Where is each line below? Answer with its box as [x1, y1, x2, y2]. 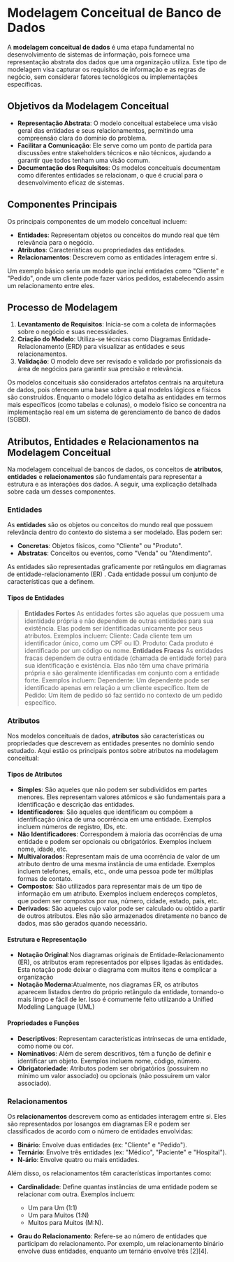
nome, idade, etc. [17, 845, 68, 854]
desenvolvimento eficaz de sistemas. [17, 178, 124, 187]
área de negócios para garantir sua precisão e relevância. [17, 365, 184, 373]
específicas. [7, 80, 43, 88]
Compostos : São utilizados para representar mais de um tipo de [17, 882, 203, 891]
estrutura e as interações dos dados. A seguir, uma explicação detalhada [7, 480, 217, 489]
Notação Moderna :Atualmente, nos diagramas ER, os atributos [17, 980, 199, 989]
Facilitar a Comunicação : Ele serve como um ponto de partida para [17, 141, 212, 150]
